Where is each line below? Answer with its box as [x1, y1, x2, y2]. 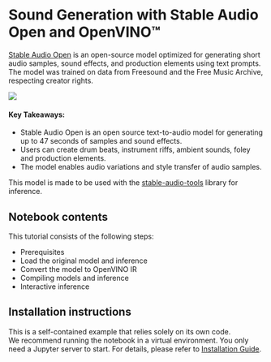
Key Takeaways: [8, 110, 65, 119]
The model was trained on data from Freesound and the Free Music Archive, [8, 67, 264, 76]
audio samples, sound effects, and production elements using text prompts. [8, 58, 261, 68]
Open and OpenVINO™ [8, 23, 161, 41]
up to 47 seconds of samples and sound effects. [19, 136, 183, 146]
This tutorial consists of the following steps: [8, 231, 154, 241]
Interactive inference [19, 282, 90, 291]
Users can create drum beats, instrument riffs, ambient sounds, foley [19, 144, 251, 155]
